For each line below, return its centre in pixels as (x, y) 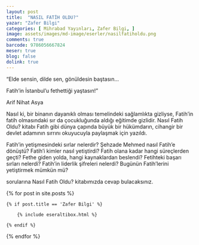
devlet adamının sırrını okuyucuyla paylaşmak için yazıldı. (77, 133)
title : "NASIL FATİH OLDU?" (42, 17)
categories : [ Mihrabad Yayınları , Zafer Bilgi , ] (71, 28)
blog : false (21, 56)
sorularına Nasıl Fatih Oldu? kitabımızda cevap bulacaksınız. (80, 182)
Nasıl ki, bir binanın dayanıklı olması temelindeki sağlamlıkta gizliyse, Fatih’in (100, 114)
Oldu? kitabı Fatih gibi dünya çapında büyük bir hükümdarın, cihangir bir (95, 126)
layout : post (22, 12)
